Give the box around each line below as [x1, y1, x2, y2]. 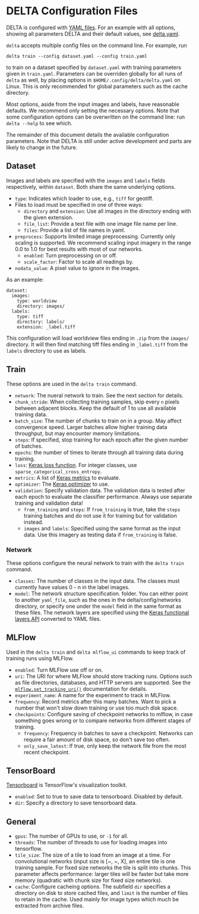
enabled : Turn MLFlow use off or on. [14, 666, 103, 673]
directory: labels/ [17, 319, 65, 325]
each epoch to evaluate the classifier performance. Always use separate [14, 493, 192, 500]
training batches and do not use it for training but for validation [23, 512, 177, 519]
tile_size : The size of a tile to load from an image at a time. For [14, 851, 171, 859]
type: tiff [17, 313, 44, 319]
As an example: [6, 276, 44, 283]
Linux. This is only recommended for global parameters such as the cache [6, 82, 188, 90]
